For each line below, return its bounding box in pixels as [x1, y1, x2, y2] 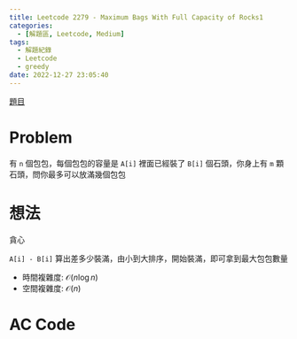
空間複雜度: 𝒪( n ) [21, 282, 82, 293]
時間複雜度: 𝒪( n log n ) [21, 272, 99, 282]
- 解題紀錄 [17, 46, 52, 55]
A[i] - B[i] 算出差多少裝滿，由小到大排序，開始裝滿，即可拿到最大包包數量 [9, 253, 288, 264]
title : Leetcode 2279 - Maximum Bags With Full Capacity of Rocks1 [9, 12, 264, 22]
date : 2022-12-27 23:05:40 [9, 71, 109, 80]
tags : [9, 37, 29, 47]
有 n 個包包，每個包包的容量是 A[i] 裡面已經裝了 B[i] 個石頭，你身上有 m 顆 [9, 158, 285, 168]
